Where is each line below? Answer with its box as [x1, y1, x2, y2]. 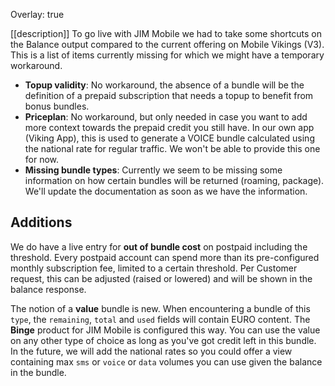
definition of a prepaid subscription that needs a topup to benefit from [24, 90, 314, 101]
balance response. [10, 283, 87, 295]
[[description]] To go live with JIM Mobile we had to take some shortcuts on [10, 28, 323, 39]
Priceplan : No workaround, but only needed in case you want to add [24, 111, 308, 123]
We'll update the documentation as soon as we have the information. [24, 185, 308, 197]
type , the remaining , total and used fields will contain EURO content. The [10, 313, 311, 325]
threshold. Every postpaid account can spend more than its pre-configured [10, 251, 320, 263]
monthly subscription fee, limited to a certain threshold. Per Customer [10, 262, 298, 274]
